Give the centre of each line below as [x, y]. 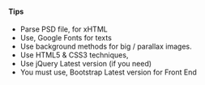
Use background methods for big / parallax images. [106, 47]
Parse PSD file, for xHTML [64, 29]
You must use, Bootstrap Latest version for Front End [108, 72]
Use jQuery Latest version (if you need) [86, 64]
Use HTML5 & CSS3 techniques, [74, 55]
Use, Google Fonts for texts [66, 38]
